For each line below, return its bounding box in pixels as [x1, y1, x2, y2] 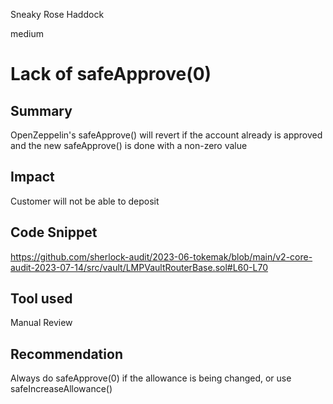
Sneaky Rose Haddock [10, 9, 105, 20]
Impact [10, 169, 55, 186]
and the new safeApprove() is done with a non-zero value [10, 140, 248, 151]
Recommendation [10, 345, 123, 363]
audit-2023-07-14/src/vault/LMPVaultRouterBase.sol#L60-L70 [10, 261, 269, 273]
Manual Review [10, 317, 73, 329]
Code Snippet [10, 224, 98, 241]
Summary [10, 102, 73, 119]
